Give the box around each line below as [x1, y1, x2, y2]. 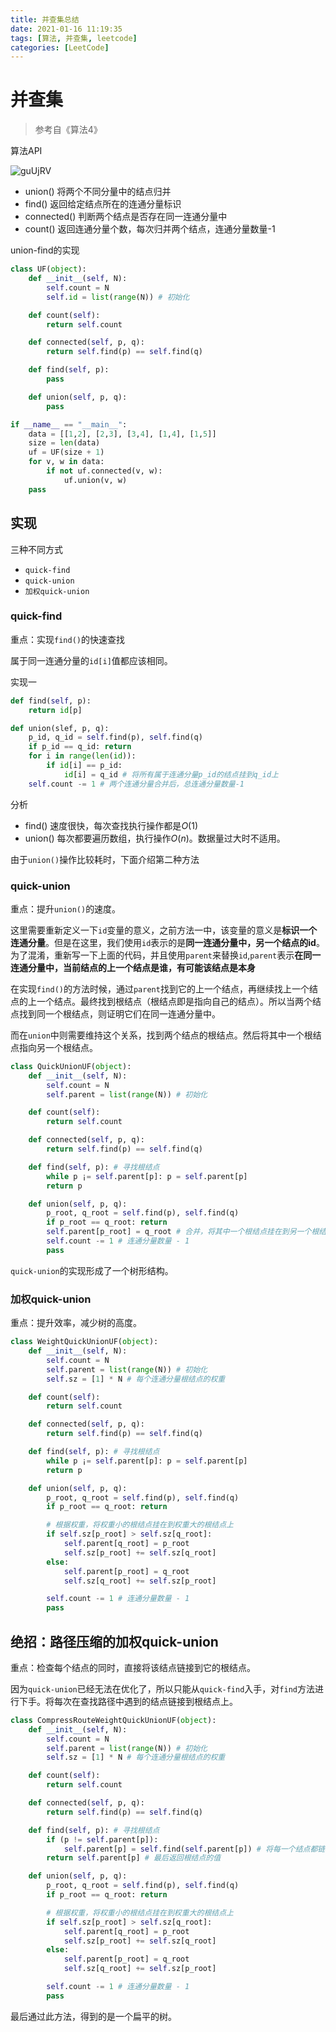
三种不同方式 [10, 543, 63, 555]
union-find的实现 [10, 244, 80, 256]
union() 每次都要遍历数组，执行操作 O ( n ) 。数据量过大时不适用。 [24, 832, 286, 844]
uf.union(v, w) [63, 475, 128, 485]
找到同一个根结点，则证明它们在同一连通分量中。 [18, 1007, 221, 1020]
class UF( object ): [10, 264, 87, 275]
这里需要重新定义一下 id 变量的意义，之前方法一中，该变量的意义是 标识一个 [10, 924, 318, 936]
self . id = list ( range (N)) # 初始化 [46, 292, 190, 302]
